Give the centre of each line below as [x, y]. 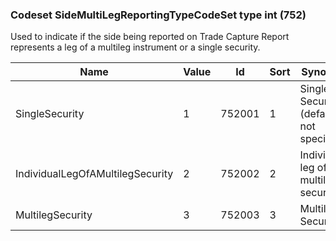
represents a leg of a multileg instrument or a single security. [135, 47]
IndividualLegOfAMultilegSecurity [94, 174]
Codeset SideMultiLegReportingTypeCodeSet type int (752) [158, 15]
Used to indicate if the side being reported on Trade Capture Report [150, 37]
